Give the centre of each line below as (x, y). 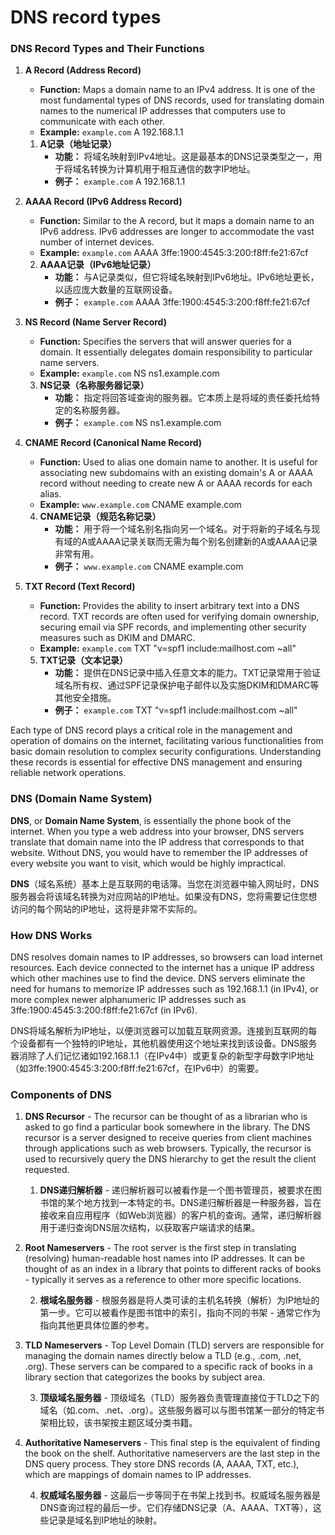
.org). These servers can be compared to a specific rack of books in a (168, 1367)
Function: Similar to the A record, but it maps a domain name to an (177, 221)
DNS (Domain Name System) (81, 799)
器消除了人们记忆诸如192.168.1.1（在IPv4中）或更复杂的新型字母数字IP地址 (162, 1056)
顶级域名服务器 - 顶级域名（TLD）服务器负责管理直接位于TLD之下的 (179, 1398)
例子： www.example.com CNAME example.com (149, 567)
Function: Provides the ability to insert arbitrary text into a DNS (169, 606)
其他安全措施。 (85, 698)
